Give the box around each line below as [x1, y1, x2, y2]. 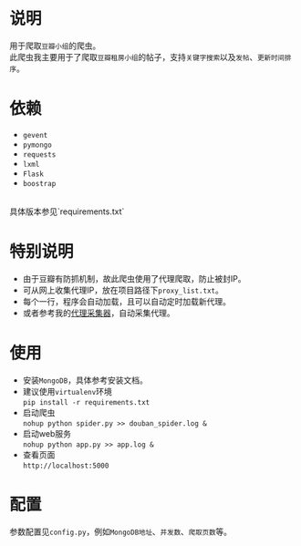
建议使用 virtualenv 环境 [22, 386, 112, 397]
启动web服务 [22, 428, 71, 438]
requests [22, 149, 57, 160]
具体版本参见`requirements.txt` [9, 206, 125, 217]
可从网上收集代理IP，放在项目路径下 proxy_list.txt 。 [22, 284, 223, 295]
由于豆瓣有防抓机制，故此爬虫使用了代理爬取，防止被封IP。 [22, 273, 246, 283]
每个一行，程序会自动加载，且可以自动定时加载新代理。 [22, 295, 231, 306]
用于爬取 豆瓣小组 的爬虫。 [9, 40, 101, 51]
